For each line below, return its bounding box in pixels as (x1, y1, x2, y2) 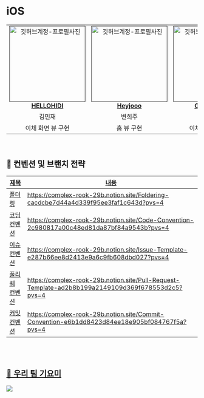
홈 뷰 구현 (116, 123, 143, 132)
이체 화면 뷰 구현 (25, 123, 70, 132)
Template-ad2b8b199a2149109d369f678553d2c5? (27, 283, 183, 292)
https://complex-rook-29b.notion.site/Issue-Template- (27, 245, 188, 253)
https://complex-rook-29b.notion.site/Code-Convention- (27, 216, 194, 224)
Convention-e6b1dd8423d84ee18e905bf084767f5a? (27, 317, 187, 326)
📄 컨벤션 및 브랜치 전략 (6, 159, 86, 170)
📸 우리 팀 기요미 (6, 369, 62, 379)
